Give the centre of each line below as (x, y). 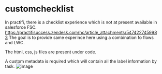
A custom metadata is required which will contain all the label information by (81, 61)
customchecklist (39, 9)
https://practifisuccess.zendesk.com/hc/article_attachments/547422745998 (81, 32)
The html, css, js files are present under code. (51, 52)
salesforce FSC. (21, 27)
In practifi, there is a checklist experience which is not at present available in (81, 22)
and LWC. (15, 42)
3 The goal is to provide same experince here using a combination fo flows (79, 37)
